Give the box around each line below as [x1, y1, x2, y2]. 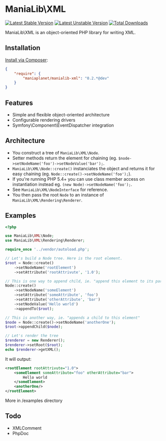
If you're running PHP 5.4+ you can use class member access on [12, 176, 145, 182]
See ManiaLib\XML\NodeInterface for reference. [12, 187, 109, 193]
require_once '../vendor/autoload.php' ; [5, 247, 90, 252]
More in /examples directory [5, 397, 63, 404]
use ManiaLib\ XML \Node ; [5, 234, 54, 239]
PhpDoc [12, 430, 29, 436]
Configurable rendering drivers [12, 117, 76, 123]
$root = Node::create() [5, 260, 54, 265]
